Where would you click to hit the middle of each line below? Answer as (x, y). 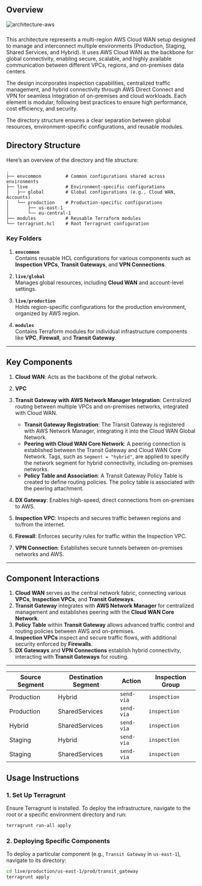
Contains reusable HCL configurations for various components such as (103, 258)
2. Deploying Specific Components (58, 841)
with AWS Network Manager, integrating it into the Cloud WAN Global (109, 431)
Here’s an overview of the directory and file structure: (72, 160)
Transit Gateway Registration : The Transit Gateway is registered (104, 424)
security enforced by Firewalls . (54, 644)
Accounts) (19, 197)
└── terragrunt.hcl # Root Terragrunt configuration (78, 224)
